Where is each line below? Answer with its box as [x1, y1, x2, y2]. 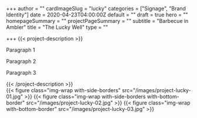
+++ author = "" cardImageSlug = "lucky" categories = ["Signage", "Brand [6, 5, 186, 12]
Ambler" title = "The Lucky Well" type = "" [6, 23, 108, 31]
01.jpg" [6, 93, 24, 100]
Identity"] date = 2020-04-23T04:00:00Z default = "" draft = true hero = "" [6, 11, 188, 18]
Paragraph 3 [6, 69, 36, 76]
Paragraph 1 [6, 46, 35, 53]
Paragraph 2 [6, 58, 36, 65]
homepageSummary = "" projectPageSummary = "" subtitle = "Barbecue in [6, 18, 189, 24]
